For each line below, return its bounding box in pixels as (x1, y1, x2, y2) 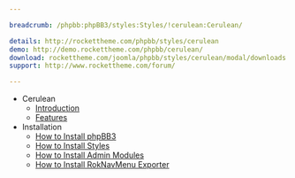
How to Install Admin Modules (34, 150, 144, 160)
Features (34, 112, 68, 123)
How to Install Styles (34, 141, 110, 151)
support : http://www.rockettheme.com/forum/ (9, 61, 176, 71)
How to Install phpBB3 (34, 131, 117, 142)
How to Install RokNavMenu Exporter (34, 159, 170, 170)
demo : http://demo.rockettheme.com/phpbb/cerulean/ (9, 45, 203, 54)
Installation (21, 121, 63, 133)
